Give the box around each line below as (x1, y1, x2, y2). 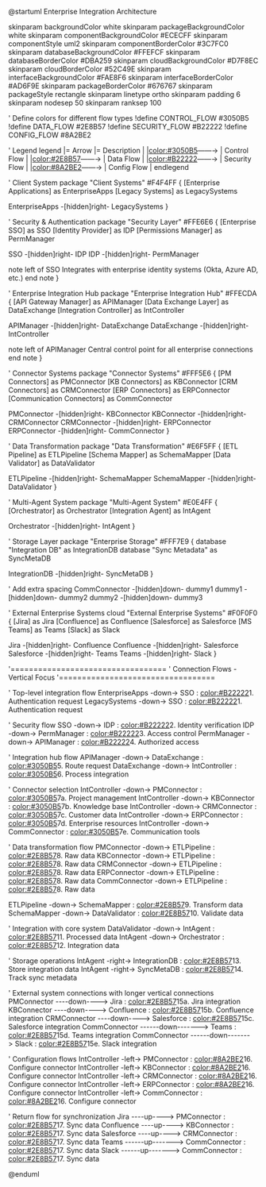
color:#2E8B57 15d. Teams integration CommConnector (8, 1031, 189, 1039)
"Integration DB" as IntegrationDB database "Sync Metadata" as (8, 545, 218, 554)
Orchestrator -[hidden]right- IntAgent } (8, 522, 136, 530)
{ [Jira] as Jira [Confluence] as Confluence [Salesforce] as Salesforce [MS (8, 617, 253, 626)
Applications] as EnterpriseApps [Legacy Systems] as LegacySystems (8, 187, 238, 195)
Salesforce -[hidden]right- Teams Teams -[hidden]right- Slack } (8, 649, 217, 658)
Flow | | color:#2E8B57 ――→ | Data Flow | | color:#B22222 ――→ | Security (8, 154, 252, 164)
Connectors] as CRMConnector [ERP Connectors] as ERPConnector (8, 385, 230, 395)
